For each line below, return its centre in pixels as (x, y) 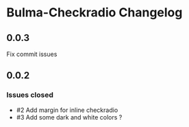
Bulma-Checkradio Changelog (94, 13)
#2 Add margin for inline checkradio (67, 110)
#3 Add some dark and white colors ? (69, 117)
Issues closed (30, 95)
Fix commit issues (32, 54)
